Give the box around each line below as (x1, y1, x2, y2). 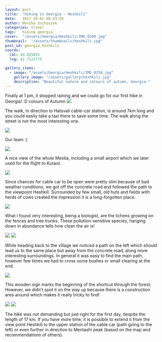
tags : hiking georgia (5, 30, 53, 34)
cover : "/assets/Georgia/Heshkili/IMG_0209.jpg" (5, 34, 107, 39)
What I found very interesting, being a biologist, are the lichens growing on (5, 212, 154, 218)
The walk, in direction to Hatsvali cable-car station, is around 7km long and (5, 108, 154, 114)
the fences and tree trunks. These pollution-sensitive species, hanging (5, 218, 146, 224)
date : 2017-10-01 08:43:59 (5, 16, 64, 21)
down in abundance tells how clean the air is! (5, 223, 95, 228)
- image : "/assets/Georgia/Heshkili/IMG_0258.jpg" (9, 70, 114, 75)
